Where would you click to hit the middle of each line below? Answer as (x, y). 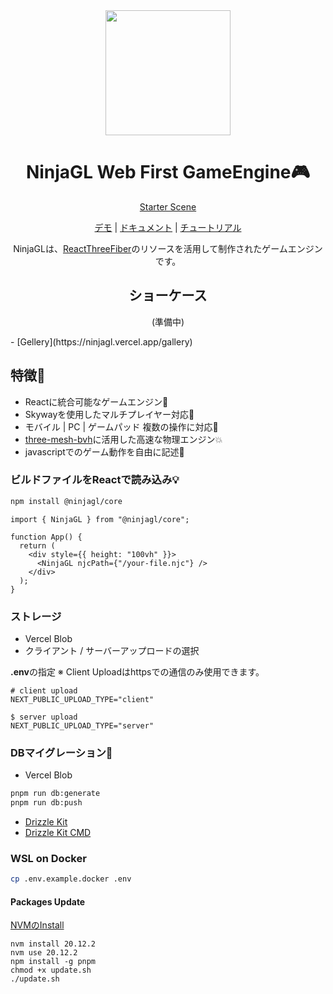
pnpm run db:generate (55, 794)
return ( (37, 545)
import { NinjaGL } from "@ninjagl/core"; (100, 519)
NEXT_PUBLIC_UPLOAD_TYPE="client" (82, 700)
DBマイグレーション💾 (61, 752)
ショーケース (168, 295)
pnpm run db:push (46, 803)
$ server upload (44, 717)
